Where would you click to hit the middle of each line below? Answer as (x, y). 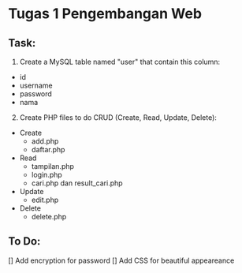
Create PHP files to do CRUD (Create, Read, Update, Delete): (118, 118)
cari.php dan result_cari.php (77, 183)
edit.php (45, 200)
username (36, 85)
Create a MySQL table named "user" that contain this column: (120, 62)
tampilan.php (53, 166)
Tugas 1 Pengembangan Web (105, 14)
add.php (45, 141)
